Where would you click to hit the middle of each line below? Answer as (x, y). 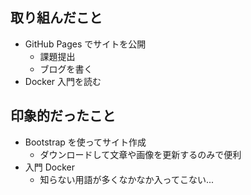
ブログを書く (66, 69)
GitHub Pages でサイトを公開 (85, 44)
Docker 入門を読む (63, 81)
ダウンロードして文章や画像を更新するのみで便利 (140, 154)
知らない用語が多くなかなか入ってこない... (126, 179)
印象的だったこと (63, 116)
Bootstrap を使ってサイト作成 (85, 142)
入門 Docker (50, 167)
